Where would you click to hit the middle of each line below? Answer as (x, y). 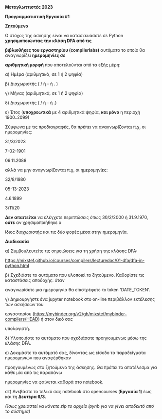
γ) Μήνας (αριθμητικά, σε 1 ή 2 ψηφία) (44, 93)
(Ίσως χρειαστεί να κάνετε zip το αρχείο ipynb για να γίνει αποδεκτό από (80, 406)
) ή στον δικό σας (55, 319)
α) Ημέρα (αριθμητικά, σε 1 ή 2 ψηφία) (44, 74)
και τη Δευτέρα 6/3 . (26, 397)
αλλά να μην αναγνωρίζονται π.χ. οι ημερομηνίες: (56, 170)
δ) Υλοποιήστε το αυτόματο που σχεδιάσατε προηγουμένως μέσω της (76, 338)
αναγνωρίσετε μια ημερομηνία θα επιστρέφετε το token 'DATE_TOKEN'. (78, 290)
